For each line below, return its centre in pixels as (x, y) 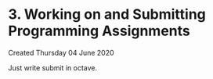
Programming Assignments (99, 31)
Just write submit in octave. (53, 67)
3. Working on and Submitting (107, 14)
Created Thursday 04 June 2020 (61, 52)
